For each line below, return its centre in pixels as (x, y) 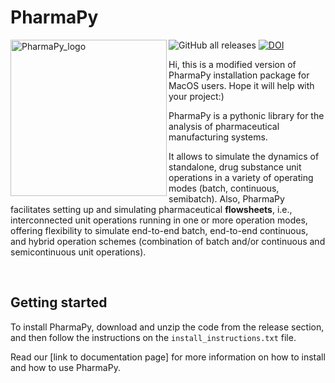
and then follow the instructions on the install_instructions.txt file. (153, 337)
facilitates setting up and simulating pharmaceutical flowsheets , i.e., (151, 209)
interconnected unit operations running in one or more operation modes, (159, 220)
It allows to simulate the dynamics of (244, 156)
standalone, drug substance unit (235, 167)
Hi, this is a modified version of (232, 64)
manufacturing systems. (218, 137)
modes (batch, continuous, (224, 188)
